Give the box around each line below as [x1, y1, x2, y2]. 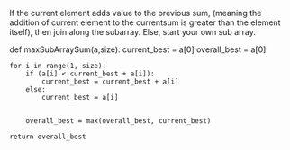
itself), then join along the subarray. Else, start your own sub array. [9, 27, 257, 37]
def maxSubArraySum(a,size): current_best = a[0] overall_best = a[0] [9, 44, 267, 55]
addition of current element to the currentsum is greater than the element [9, 17, 281, 28]
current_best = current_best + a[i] [41, 77, 179, 86]
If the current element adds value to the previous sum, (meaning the [9, 8, 262, 18]
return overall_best [9, 132, 87, 141]
